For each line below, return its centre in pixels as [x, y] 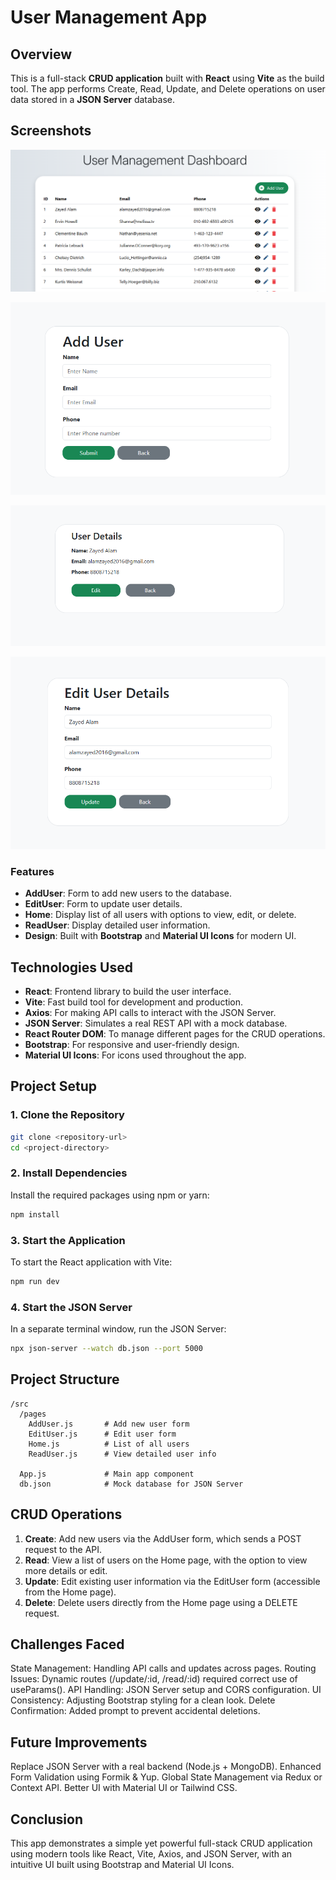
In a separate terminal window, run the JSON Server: [118, 1329]
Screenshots [51, 131]
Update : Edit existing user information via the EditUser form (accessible [172, 1581]
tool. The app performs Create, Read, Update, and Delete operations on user [168, 89]
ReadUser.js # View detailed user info [122, 1454]
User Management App [109, 17]
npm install [35, 1214]
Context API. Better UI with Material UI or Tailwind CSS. [124, 1788]
